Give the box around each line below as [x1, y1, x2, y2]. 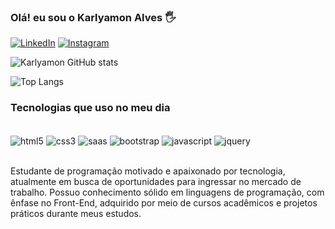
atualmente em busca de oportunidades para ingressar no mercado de [10, 176, 302, 188]
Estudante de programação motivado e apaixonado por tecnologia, [10, 165, 286, 177]
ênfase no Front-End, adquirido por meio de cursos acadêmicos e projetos [10, 197, 318, 209]
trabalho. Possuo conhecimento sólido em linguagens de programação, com [10, 186, 325, 199]
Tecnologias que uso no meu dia [10, 101, 171, 115]
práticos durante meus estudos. [10, 208, 142, 220]
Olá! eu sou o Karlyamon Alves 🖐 [10, 10, 177, 24]
